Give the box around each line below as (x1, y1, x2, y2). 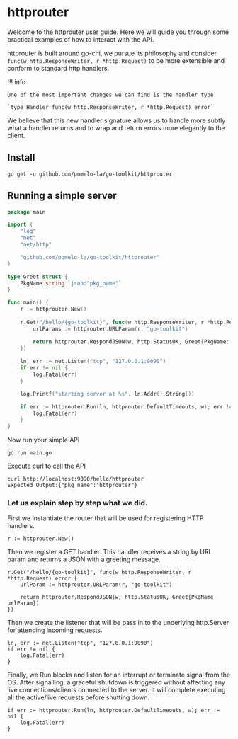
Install (7, 151, 35, 164)
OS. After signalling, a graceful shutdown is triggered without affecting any (7, 678, 225, 687)
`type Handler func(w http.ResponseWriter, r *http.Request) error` (7, 103, 214, 110)
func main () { (7, 299, 50, 307)
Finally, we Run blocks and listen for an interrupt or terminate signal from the (7, 670, 231, 680)
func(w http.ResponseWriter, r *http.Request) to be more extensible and (7, 56, 225, 64)
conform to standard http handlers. (7, 64, 110, 72)
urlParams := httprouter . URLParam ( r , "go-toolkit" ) (33, 325, 189, 333)
